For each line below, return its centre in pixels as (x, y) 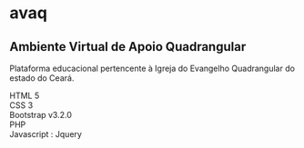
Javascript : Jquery (46, 134)
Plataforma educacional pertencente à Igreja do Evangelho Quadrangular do (152, 68)
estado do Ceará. (42, 78)
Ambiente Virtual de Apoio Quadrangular (128, 47)
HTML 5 (25, 95)
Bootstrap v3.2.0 (41, 115)
